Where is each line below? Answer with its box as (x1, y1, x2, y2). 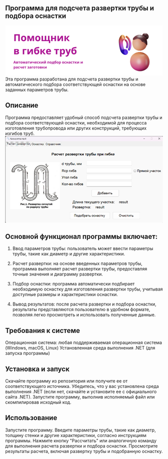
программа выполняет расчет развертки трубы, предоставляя (12, 266, 147, 272)
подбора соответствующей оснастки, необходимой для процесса (5, 119, 147, 125)
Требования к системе (5, 326, 80, 334)
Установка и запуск (5, 364, 70, 373)
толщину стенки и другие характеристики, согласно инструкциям (5, 432, 146, 438)
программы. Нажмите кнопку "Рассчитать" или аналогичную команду (5, 437, 156, 443)
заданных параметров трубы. (5, 86, 69, 92)
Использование (5, 413, 57, 422)
